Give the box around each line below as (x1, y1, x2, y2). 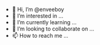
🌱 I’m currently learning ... (12, 19, 77, 26)
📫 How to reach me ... (12, 32, 68, 39)
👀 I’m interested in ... (12, 12, 64, 19)
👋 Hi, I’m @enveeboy (12, 6, 65, 13)
